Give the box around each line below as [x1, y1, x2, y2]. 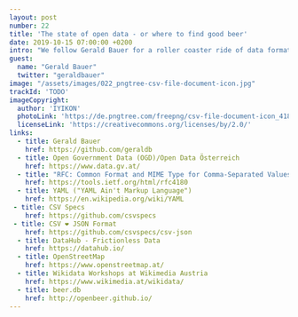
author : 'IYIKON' [17, 104, 82, 113]
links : [9, 129, 34, 138]
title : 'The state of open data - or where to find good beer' [9, 29, 248, 38]
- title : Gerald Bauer [17, 137, 101, 146]
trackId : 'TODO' [9, 87, 69, 96]
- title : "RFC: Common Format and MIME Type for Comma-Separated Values [17, 170, 292, 178]
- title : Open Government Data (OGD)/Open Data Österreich [17, 153, 240, 162]
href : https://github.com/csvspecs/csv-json [25, 227, 192, 236]
